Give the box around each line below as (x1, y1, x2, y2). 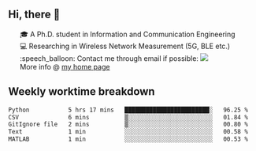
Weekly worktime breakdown (8, 85, 155, 99)
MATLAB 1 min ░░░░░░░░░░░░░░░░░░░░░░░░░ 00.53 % (8, 135, 248, 143)
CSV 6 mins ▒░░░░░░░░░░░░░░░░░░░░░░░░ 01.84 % (8, 113, 248, 121)
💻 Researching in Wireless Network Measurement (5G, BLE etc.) (19, 41, 231, 51)
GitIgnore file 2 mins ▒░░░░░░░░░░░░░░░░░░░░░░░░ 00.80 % (8, 120, 248, 129)
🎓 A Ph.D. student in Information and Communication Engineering (19, 29, 236, 39)
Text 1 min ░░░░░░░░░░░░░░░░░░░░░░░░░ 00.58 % (8, 128, 248, 136)
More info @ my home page (19, 62, 110, 71)
